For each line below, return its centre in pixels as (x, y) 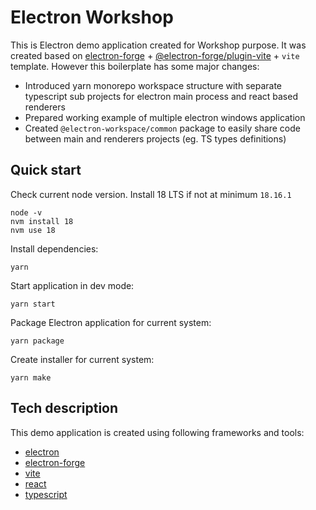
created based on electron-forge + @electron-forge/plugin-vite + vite (155, 55)
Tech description (64, 408)
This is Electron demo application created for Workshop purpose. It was (158, 45)
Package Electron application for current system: (111, 322)
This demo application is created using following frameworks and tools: (157, 432)
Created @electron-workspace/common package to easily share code (162, 128)
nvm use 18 (33, 230)
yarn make (31, 377)
